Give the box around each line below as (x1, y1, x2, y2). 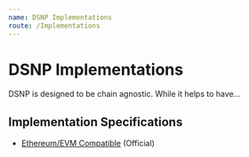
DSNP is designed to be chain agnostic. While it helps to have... (8, 89, 241, 99)
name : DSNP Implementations (8, 12, 113, 22)
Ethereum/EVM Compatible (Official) (20, 138, 155, 149)
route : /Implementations (8, 21, 100, 30)
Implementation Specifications (8, 114, 183, 130)
